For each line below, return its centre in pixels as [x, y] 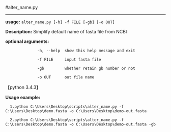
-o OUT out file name [66, 77]
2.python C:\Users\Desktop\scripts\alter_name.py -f [67, 120]
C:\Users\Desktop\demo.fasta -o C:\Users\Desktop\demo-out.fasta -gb [81, 124]
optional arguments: [27, 41]
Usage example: [23, 97]
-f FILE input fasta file [69, 60]
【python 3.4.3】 [23, 87]
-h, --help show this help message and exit [87, 51]
